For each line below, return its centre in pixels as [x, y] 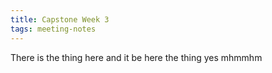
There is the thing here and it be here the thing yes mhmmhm [136, 57]
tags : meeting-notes [53, 29]
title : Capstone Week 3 [60, 19]
